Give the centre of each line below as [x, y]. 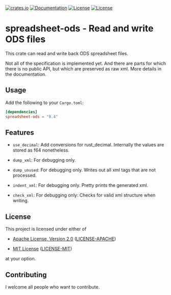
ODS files [26, 40]
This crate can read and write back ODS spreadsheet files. [67, 53]
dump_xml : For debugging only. [44, 160]
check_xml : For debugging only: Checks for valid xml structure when [84, 195]
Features [20, 132]
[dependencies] [21, 112]
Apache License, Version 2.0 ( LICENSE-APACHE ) [64, 239]
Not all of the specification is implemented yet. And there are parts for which [86, 63]
